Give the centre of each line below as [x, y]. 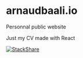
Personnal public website [36, 27]
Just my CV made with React [41, 38]
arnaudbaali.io [42, 11]
